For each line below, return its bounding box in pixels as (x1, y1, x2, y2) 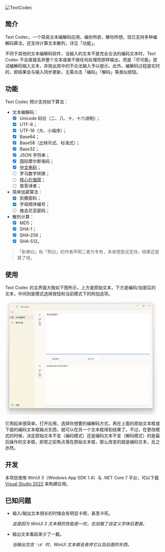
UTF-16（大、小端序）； (19, 128, 67, 133)
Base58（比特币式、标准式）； (19, 140, 81, 146)
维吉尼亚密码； (19, 208, 50, 213)
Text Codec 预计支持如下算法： (5, 99, 69, 105)
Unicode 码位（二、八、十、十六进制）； (19, 115, 101, 121)
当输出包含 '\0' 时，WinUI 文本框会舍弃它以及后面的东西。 (12, 542, 132, 548)
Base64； (19, 133, 40, 139)
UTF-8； (19, 121, 38, 127)
